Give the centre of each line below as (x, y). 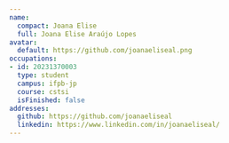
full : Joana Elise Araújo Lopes (77, 34)
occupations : (33, 59)
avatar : (24, 42)
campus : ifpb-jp (47, 83)
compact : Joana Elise (57, 26)
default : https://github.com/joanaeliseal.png (105, 51)
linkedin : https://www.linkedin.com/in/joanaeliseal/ (118, 125)
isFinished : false (51, 100)
